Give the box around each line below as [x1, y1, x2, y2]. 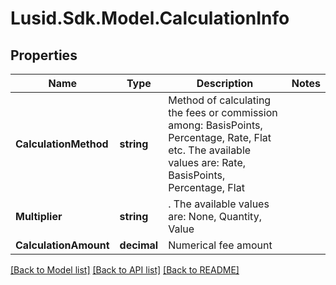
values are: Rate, [168, 156, 247, 169]
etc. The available [168, 143, 252, 157]
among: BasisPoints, [168, 118, 263, 132]
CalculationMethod [15, 137, 109, 151]
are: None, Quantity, [168, 210, 262, 223]
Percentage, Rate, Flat [168, 131, 272, 144]
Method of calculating [168, 93, 272, 107]
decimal [119, 238, 159, 252]
